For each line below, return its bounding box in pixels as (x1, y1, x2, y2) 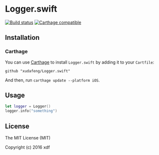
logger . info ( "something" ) (5, 108, 57, 114)
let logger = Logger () (5, 104, 51, 109)
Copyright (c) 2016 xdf (5, 144, 50, 150)
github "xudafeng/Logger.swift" (5, 69, 70, 73)
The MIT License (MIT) (5, 135, 51, 140)
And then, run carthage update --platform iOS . (5, 77, 100, 83)
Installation (5, 34, 40, 42)
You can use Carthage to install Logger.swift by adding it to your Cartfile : (5, 59, 154, 65)
